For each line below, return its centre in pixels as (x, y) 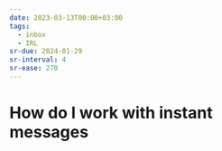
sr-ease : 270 (34, 69)
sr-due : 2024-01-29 (46, 52)
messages (49, 132)
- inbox (32, 34)
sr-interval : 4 (38, 60)
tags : (19, 26)
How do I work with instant (111, 113)
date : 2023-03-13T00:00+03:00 (66, 18)
